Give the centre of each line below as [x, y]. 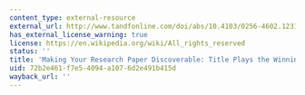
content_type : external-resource [73, 18]
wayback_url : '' [40, 77]
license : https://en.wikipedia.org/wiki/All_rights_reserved [128, 43]
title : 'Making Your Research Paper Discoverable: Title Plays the [140, 60]
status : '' [30, 52]
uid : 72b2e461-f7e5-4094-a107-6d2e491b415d [93, 69]
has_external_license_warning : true [79, 34]
